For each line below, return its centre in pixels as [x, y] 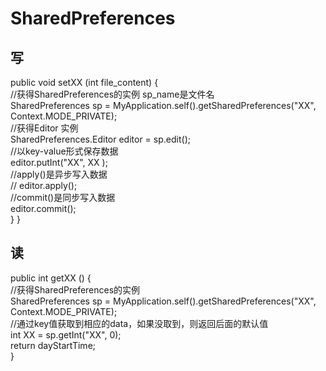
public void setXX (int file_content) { [84, 82]
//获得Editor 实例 [44, 128]
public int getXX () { [51, 278]
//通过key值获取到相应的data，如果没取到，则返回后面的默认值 [139, 323]
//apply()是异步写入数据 [59, 174]
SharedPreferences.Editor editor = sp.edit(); [100, 139]
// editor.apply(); [44, 185]
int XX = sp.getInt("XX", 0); [66, 334]
